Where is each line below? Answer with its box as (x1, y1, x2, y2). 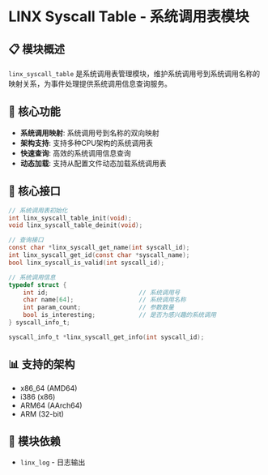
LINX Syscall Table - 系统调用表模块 (8, 7, 249, 26)
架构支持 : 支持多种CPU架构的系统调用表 (19, 138, 154, 148)
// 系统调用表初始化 (8, 206, 68, 215)
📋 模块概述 (8, 42, 66, 56)
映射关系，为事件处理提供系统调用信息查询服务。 (8, 79, 172, 88)
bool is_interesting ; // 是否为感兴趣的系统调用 (23, 311, 217, 319)
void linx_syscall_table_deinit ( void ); (8, 221, 143, 229)
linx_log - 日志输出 (19, 457, 86, 467)
